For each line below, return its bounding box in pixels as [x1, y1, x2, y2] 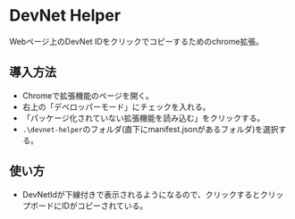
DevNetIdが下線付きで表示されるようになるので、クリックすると [21, 189, 261, 199]
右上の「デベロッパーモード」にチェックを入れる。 [21, 101, 211, 112]
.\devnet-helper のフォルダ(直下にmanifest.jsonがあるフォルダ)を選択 [21, 123, 279, 134]
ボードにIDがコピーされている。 [29, 200, 148, 211]
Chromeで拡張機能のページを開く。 [21, 90, 154, 101]
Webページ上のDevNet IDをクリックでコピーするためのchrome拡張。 [9, 36, 264, 46]
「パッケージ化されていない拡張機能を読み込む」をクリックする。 [21, 113, 265, 123]
